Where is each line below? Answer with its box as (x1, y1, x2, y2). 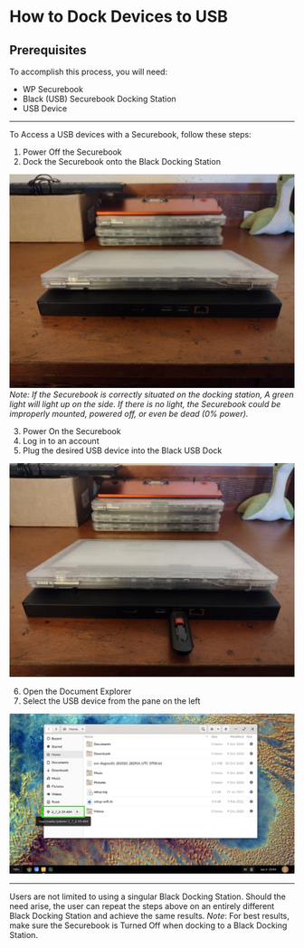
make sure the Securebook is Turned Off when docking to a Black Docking (9, 920, 288, 931)
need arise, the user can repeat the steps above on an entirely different (9, 901, 275, 911)
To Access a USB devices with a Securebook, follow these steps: (9, 129, 252, 139)
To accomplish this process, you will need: (9, 66, 168, 77)
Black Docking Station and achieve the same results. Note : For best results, (9, 911, 290, 921)
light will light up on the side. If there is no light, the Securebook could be (9, 399, 281, 409)
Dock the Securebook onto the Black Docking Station (22, 156, 222, 166)
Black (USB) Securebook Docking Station (22, 93, 176, 104)
